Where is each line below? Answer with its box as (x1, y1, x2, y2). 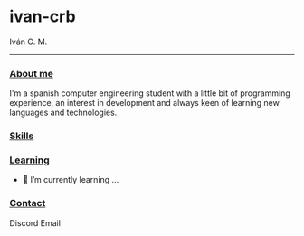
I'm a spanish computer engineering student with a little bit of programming (9, 88, 291, 99)
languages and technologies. (9, 107, 118, 118)
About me (9, 67, 54, 80)
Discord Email (9, 217, 62, 228)
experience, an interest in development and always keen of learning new (9, 98, 280, 109)
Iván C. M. (9, 36, 48, 47)
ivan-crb (9, 6, 76, 27)
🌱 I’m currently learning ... (22, 175, 119, 185)
